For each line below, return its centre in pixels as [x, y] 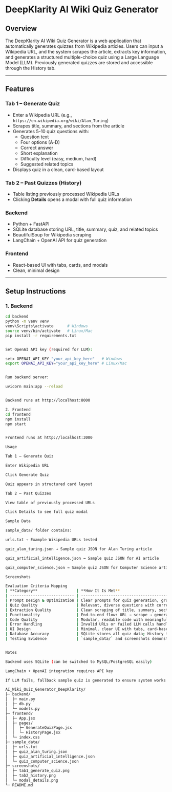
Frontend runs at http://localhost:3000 [49, 438]
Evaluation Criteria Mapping [36, 586]
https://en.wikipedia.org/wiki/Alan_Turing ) [61, 120]
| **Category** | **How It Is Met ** [63, 591]
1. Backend [19, 306]
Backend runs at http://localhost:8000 [48, 400]
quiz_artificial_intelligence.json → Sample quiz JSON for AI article [82, 558]
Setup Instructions [36, 291]
